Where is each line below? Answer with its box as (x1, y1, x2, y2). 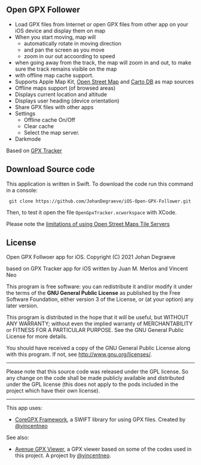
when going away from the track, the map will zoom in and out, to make (14, 59, 191, 66)
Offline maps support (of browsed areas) (14, 84, 115, 92)
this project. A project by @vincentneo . (14, 452, 112, 459)
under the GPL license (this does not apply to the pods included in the (6, 381, 178, 388)
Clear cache (23, 122, 54, 129)
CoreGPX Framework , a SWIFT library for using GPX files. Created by (14, 416, 186, 423)
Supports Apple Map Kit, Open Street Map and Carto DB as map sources (14, 78, 194, 85)
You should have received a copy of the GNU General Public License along (6, 345, 190, 352)
